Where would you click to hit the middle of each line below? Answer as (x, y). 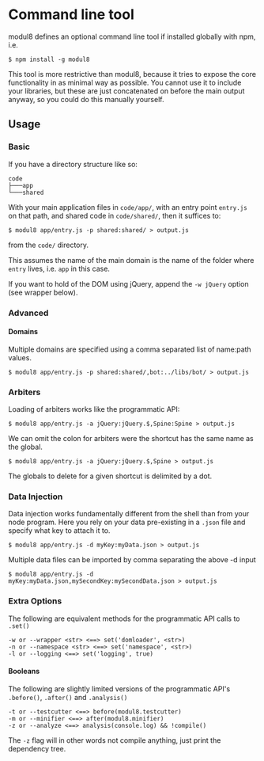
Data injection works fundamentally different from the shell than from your (129, 514)
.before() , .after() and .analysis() (68, 697)
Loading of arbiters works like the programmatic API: (94, 409)
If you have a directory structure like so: (73, 164)
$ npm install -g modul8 (49, 59)
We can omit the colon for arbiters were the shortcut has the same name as (131, 439)
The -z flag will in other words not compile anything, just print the (115, 740)
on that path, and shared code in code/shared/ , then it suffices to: (115, 215)
